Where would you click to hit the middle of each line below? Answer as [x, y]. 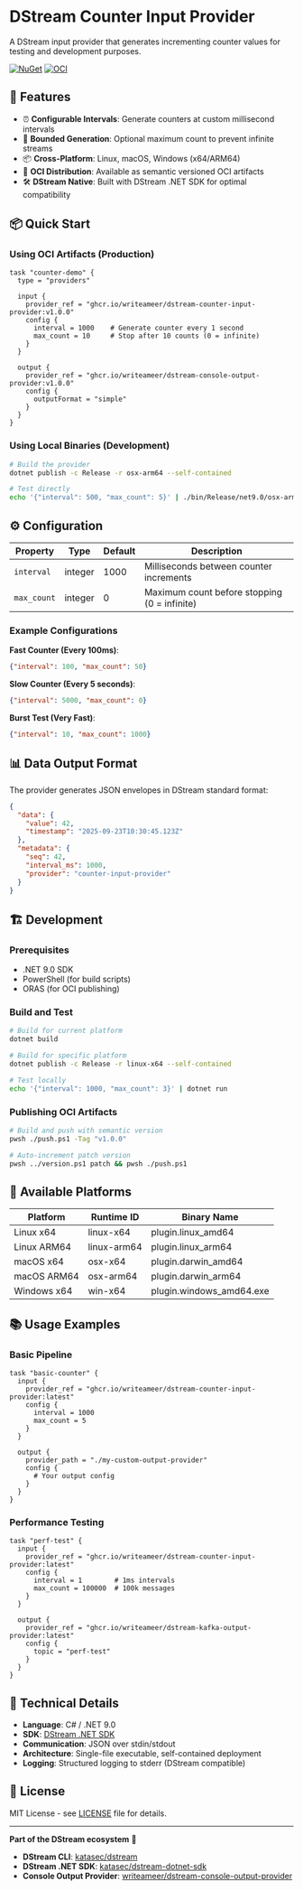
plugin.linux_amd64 [193, 1233]
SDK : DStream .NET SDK [69, 1735]
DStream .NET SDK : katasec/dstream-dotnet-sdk [115, 1866]
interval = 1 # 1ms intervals [104, 1581]
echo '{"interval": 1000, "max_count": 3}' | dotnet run [119, 1089]
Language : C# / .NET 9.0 [69, 1725]
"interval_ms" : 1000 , [66, 865]
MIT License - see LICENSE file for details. [88, 1813]
